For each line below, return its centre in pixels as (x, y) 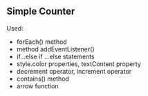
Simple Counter (41, 11)
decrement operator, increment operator (74, 71)
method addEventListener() (55, 49)
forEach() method (41, 42)
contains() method (43, 79)
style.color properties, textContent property (78, 64)
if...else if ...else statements (55, 56)
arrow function (38, 86)
